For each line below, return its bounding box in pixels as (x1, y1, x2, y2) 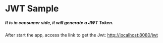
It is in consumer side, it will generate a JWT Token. (5, 19, 114, 25)
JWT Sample (5, 3, 59, 14)
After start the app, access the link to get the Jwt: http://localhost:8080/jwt (5, 32, 158, 38)
